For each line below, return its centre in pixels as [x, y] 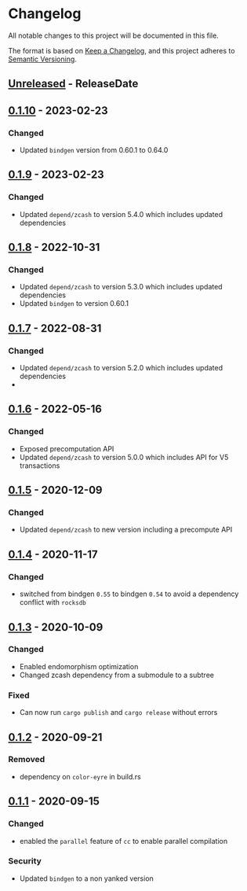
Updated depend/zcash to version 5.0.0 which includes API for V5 [124, 457]
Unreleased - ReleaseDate [73, 84]
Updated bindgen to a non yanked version [87, 878]
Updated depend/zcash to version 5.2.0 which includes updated [121, 368]
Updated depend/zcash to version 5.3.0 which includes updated [121, 287]
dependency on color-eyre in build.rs [80, 776]
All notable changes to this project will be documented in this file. [114, 35]
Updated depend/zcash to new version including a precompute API [126, 530]
